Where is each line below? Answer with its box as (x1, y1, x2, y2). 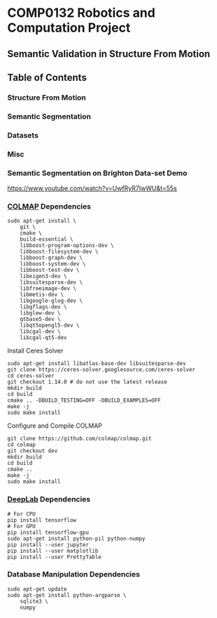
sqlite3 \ (20, 598, 49, 605)
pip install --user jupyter (7, 541, 90, 548)
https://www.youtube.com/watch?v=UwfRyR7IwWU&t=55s (7, 184, 177, 192)
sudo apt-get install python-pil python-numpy (7, 535, 146, 542)
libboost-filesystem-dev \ (20, 248, 99, 256)
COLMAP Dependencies (7, 202, 91, 211)
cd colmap (7, 441, 36, 449)
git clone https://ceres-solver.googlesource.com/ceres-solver (7, 367, 196, 374)
